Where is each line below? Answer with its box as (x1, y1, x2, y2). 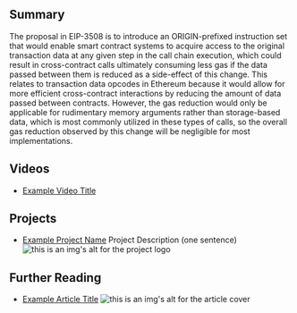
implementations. (9, 135, 73, 146)
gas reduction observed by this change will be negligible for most (9, 125, 250, 137)
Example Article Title (21, 294, 99, 305)
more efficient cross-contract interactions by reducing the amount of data (9, 88, 282, 98)
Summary (9, 7, 65, 22)
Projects (9, 211, 57, 226)
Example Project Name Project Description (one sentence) (21, 234, 237, 245)
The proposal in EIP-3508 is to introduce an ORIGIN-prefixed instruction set (9, 30, 288, 41)
